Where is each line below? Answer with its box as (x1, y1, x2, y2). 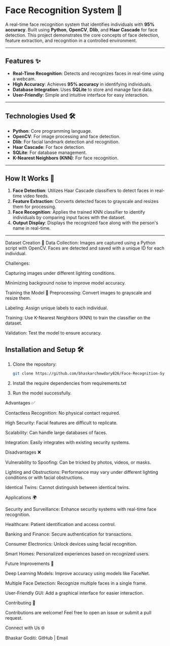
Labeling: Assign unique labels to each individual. (5, 305, 108, 311)
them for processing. (12, 204, 57, 210)
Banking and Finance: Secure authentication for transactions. (5, 531, 133, 537)
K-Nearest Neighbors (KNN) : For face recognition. (12, 154, 119, 161)
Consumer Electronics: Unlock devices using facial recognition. (5, 541, 138, 547)
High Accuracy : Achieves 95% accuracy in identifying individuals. (12, 81, 152, 87)
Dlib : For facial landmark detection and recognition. (12, 139, 120, 145)
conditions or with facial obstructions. (5, 474, 84, 480)
